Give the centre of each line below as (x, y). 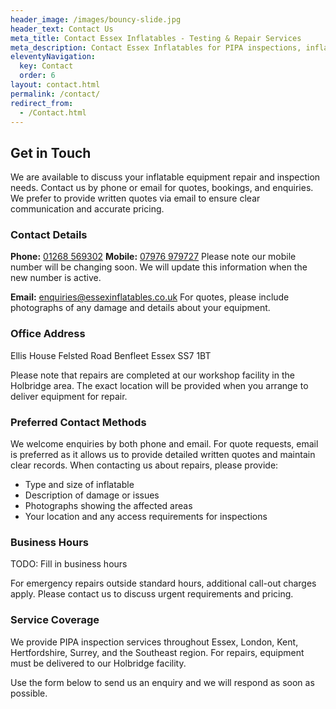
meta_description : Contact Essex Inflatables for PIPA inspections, (156, 47)
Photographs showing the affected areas (108, 506)
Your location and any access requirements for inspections (146, 517)
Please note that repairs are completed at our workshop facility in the (152, 375)
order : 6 (37, 76)
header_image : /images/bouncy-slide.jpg (96, 19)
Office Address (48, 334)
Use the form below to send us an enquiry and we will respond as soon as (162, 682)
